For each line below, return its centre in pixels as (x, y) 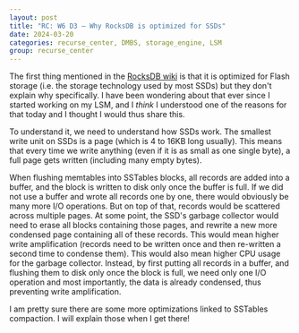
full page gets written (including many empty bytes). (106, 160)
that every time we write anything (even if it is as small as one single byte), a (150, 151)
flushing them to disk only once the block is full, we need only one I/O (138, 273)
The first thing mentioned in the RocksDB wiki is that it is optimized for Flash (150, 76)
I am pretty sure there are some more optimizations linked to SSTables (139, 309)
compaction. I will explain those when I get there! (100, 319)
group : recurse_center (51, 51)
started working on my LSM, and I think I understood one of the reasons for (148, 105)
